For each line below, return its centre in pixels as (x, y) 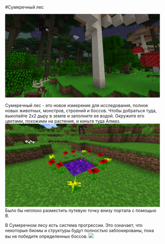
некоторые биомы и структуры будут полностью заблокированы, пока (80, 231)
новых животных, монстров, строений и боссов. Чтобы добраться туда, (81, 110)
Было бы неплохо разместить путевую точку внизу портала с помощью (81, 210)
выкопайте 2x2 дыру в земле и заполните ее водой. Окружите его (75, 116)
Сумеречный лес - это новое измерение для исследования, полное (77, 105)
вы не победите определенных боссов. (46, 237)
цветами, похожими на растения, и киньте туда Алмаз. (63, 121)
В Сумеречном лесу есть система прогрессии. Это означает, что (74, 225)
